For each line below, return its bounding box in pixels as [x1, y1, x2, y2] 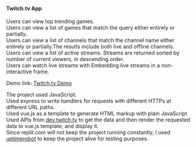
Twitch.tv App [6, 5, 43, 12]
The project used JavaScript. [6, 91, 77, 98]
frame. [33, 68, 49, 75]
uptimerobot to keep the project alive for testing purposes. [6, 135, 149, 142]
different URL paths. [6, 104, 55, 111]
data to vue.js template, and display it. [6, 123, 99, 130]
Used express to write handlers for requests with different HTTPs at [6, 98, 172, 105]
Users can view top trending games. [6, 18, 95, 25]
